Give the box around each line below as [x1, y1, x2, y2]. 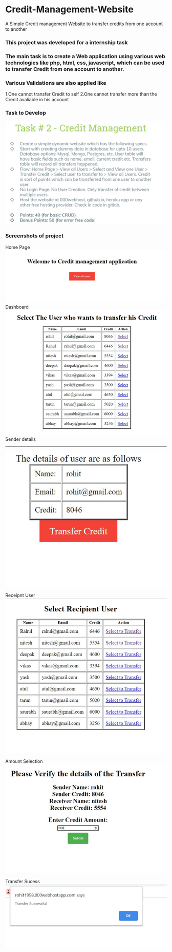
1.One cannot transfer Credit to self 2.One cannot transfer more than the [5, 91, 157, 97]
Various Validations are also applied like [5, 79, 106, 86]
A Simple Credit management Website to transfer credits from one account [5, 21, 163, 27]
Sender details [5, 436, 36, 442]
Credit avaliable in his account [5, 97, 69, 103]
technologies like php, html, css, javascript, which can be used [5, 59, 165, 66]
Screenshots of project [5, 232, 64, 239]
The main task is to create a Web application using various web [5, 52, 165, 60]
